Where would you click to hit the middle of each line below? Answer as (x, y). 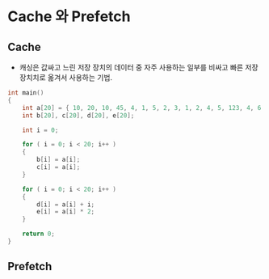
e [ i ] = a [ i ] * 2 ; (65, 212)
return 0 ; (39, 234)
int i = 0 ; (40, 130)
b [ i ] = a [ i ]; (59, 160)
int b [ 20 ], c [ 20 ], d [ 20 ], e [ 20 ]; (78, 115)
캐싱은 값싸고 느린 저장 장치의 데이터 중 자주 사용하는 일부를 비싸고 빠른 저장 (139, 67)
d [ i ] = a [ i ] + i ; (65, 204)
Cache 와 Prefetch (69, 17)
